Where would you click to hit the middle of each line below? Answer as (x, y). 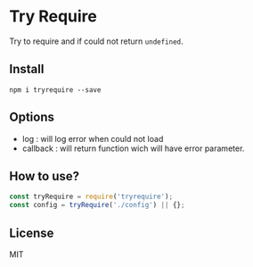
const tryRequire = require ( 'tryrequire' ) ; (91, 197)
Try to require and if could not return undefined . (97, 41)
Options (32, 117)
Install (27, 69)
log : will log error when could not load (93, 138)
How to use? (45, 176)
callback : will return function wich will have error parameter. (133, 148)
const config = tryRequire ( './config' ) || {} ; (97, 205)
